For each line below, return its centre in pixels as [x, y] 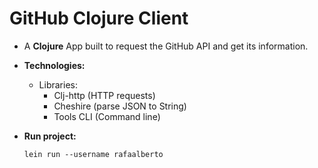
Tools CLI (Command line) [107, 116]
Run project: [50, 136]
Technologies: [54, 65]
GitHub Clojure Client [99, 18]
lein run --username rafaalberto [93, 154]
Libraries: [58, 84]
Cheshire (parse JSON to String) [120, 106]
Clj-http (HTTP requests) [104, 95]
